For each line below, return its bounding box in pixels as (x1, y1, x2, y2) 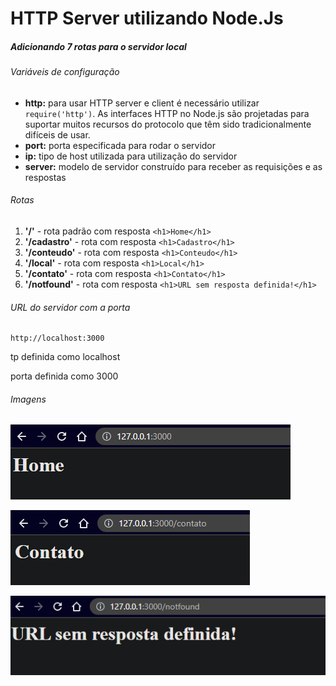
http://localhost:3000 (10, 333, 105, 344)
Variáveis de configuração (10, 66, 120, 78)
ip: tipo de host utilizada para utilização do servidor (24, 150, 238, 162)
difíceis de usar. (24, 128, 91, 141)
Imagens (10, 393, 47, 405)
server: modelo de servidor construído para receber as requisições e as (24, 160, 323, 172)
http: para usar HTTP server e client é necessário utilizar (24, 97, 260, 109)
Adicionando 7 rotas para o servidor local (10, 40, 187, 52)
